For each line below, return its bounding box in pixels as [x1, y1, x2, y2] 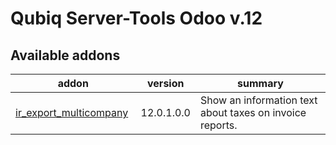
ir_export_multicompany [15, 106, 129, 119]
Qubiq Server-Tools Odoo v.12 [10, 7, 263, 30]
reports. [199, 118, 238, 132]
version [147, 77, 185, 90]
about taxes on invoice [199, 106, 307, 119]
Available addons [10, 47, 121, 64]
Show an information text [199, 93, 318, 107]
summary [237, 77, 284, 90]
